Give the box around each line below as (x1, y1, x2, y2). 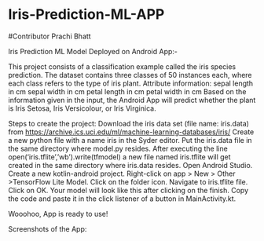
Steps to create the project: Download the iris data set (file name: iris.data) (8, 119, 250, 128)
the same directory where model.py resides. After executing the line (8, 144, 228, 153)
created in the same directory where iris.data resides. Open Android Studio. (8, 160, 253, 170)
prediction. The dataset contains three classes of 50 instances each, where (8, 70, 253, 79)
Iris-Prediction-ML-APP (8, 5, 165, 24)
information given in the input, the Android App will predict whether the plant (8, 95, 256, 104)
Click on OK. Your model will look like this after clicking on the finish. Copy (8, 185, 249, 195)
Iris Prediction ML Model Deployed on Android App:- (8, 46, 178, 56)
